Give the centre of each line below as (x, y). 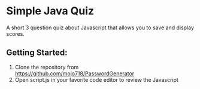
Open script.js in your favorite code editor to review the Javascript (96, 79)
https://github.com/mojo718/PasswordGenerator (75, 73)
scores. (16, 33)
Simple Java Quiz (50, 11)
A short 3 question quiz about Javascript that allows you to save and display (100, 27)
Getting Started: (37, 53)
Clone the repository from (47, 67)
